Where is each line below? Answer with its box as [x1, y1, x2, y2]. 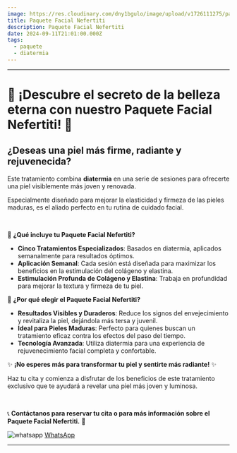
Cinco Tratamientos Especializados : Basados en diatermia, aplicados [17, 244, 222, 253]
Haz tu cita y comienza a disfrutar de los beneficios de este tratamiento [7, 374, 215, 382]
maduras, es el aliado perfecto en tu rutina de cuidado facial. [7, 203, 184, 212]
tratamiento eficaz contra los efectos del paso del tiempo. [17, 331, 186, 339]
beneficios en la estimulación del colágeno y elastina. [17, 266, 174, 275]
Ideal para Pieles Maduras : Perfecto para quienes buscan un [17, 324, 195, 332]
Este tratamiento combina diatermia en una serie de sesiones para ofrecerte [7, 174, 230, 183]
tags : [7, 37, 23, 44]
